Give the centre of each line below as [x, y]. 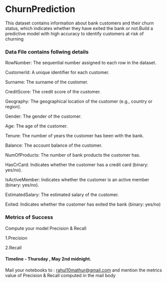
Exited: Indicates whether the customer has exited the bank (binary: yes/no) [83, 204]
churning [14, 39]
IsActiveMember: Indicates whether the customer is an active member [77, 180]
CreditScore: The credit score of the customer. [53, 92]
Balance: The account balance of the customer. [54, 145]
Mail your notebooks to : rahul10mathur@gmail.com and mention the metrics [83, 270]
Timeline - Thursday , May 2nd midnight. [48, 259]
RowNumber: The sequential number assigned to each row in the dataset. [81, 63]
